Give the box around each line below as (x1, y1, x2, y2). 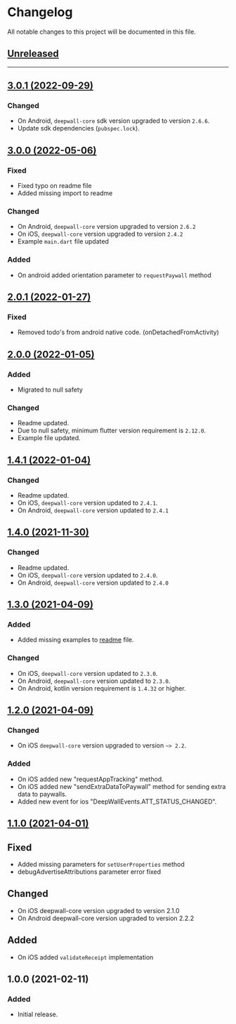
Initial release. (17, 1010, 58, 1018)
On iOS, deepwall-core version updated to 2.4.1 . (17, 499, 158, 507)
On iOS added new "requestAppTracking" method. (17, 775, 164, 783)
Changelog (7, 4, 73, 20)
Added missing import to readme (17, 189, 113, 197)
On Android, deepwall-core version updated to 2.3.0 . (17, 677, 171, 685)
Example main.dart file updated (17, 237, 109, 246)
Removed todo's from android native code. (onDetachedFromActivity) (17, 328, 219, 337)
